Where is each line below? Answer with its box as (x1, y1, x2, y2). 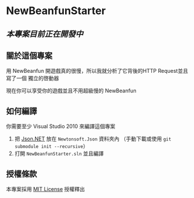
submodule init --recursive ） (14, 143, 89, 150)
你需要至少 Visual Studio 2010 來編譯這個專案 (6, 123, 115, 130)
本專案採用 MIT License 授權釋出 (6, 186, 85, 193)
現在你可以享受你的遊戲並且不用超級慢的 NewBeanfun (6, 87, 137, 95)
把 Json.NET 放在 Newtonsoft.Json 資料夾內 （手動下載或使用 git (14, 135, 172, 142)
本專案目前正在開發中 (6, 29, 83, 39)
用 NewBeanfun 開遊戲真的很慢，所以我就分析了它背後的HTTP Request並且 (6, 68, 189, 75)
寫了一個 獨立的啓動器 (6, 75, 59, 82)
